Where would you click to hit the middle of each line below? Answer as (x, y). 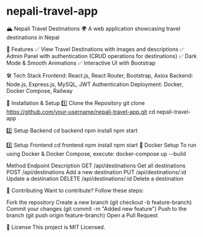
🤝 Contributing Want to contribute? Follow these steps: (75, 190)
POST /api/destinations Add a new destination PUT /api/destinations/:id (96, 172)
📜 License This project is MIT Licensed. (56, 227)
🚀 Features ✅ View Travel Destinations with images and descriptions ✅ (95, 49)
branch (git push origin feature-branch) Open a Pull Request (82, 215)
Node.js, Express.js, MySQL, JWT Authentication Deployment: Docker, (95, 84)
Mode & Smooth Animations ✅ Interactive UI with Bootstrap (81, 63)
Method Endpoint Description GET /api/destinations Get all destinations (96, 166)
